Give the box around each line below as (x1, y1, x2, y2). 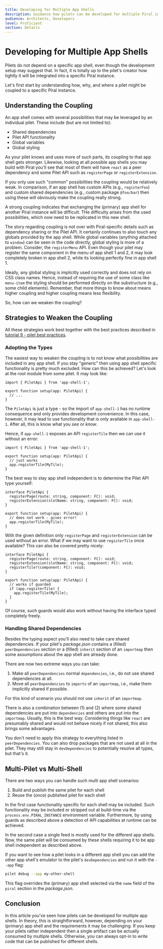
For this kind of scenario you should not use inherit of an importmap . (5, 696, 143, 701)
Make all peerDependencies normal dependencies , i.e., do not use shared (12, 671, 154, 677)
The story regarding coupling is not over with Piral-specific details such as (5, 224, 154, 230)
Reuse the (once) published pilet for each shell (12, 793, 106, 798)
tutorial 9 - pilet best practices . (5, 332, 67, 338)
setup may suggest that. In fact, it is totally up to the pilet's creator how (5, 68, 147, 74)
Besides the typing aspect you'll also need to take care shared (5, 636, 130, 642)
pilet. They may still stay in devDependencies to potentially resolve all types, (5, 745, 154, 751)
